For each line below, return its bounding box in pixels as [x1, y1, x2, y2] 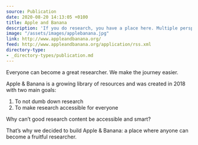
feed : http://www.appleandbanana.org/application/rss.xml [6, 42, 151, 48]
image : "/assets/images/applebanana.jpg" [6, 31, 110, 37]
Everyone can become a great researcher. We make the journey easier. [6, 68, 179, 75]
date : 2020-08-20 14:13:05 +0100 [6, 14, 88, 20]
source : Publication [6, 8, 57, 15]
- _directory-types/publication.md [6, 52, 94, 58]
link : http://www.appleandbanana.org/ [6, 36, 101, 42]
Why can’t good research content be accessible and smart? [6, 116, 151, 123]
